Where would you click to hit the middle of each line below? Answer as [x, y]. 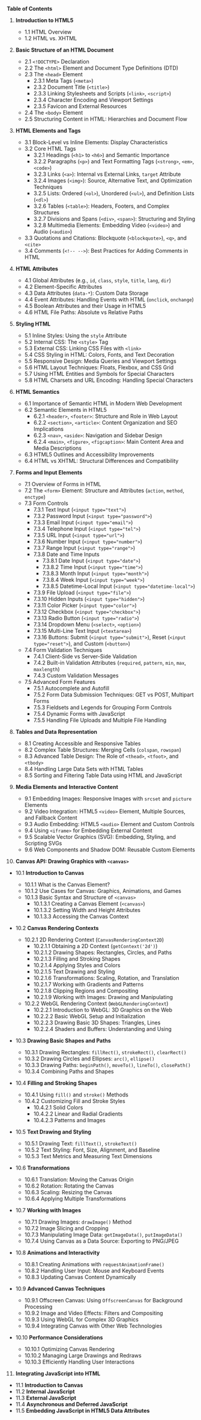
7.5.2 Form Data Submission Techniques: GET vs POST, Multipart [113, 695]
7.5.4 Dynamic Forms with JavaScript [79, 714]
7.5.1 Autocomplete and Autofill [71, 688]
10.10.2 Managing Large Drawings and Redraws [83, 1355]
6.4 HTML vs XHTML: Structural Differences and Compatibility [101, 461]
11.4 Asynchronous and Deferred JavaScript [71, 1404]
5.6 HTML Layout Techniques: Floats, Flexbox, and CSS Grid [99, 367]
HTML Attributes [37, 269]
